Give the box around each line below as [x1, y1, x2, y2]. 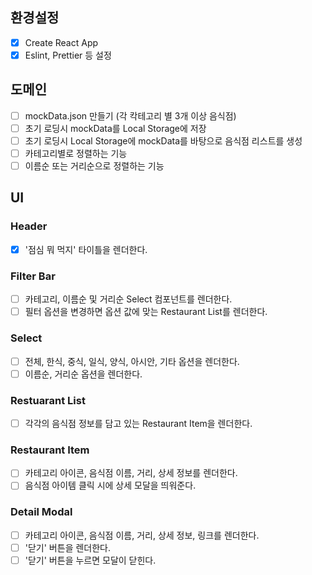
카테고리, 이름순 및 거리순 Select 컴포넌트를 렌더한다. [24, 293, 233, 305]
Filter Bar [10, 269, 56, 283]
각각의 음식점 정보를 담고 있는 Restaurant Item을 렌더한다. [24, 417, 253, 429]
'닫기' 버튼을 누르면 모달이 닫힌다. [24, 554, 157, 566]
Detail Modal [10, 505, 73, 519]
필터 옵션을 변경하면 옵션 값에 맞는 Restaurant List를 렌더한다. [24, 306, 268, 318]
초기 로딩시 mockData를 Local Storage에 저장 [24, 122, 207, 134]
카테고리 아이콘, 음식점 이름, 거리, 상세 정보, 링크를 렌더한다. [24, 529, 260, 541]
